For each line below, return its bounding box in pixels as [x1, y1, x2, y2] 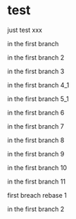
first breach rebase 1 [7, 191, 67, 199]
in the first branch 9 [7, 149, 65, 158]
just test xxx [7, 26, 43, 34]
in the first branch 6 [7, 108, 65, 117]
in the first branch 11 [7, 177, 65, 186]
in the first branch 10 [7, 163, 68, 172]
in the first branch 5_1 [7, 95, 69, 103]
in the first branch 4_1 [7, 80, 70, 89]
